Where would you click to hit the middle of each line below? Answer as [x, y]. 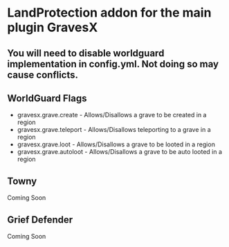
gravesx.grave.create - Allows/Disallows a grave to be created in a [112, 115]
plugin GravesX [53, 27]
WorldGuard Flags [47, 98]
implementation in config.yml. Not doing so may [113, 64]
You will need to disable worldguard [86, 53]
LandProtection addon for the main [109, 13]
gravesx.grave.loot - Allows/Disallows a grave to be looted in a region [116, 144]
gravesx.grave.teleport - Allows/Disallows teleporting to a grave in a [114, 130]
